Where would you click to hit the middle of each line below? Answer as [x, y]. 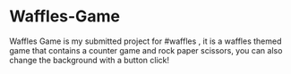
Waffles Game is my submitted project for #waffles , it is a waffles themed [145, 41]
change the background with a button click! [90, 60]
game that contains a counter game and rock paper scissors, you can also [146, 50]
